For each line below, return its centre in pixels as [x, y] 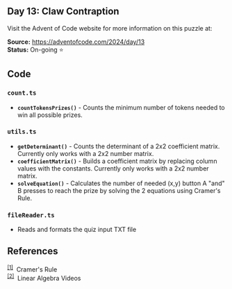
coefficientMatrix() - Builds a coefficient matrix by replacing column [117, 161]
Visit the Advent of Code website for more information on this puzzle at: [110, 28]
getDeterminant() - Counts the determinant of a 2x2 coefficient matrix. [118, 146]
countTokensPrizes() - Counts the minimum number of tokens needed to [121, 107]
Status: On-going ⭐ [35, 49]
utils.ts [22, 132]
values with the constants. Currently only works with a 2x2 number [113, 168]
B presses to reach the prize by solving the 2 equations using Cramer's [119, 190]
